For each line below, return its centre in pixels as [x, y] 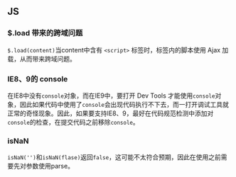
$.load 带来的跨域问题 [45, 33]
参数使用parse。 [50, 166]
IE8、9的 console [38, 79]
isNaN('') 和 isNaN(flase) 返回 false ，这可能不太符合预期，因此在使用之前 [114, 157]
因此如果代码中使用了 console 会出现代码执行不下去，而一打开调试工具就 [124, 104]
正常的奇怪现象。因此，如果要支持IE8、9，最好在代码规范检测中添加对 [111, 113]
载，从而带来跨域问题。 [42, 59]
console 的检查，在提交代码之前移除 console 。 [74, 122]
